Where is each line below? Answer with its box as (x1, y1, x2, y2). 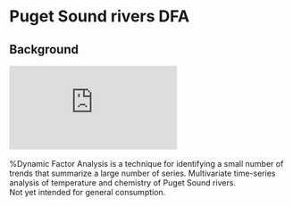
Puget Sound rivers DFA (9, 6, 190, 27)
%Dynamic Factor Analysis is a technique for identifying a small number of (9, 159, 284, 169)
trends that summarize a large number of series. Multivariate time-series (9, 168, 276, 178)
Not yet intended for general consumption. (9, 187, 166, 197)
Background (9, 42, 79, 57)
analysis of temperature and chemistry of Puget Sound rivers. (9, 177, 237, 188)
